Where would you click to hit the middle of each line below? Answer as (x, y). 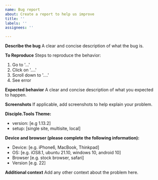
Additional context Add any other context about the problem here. (72, 172)
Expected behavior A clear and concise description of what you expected (79, 90)
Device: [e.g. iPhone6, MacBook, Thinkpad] (56, 147)
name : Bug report (23, 10)
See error (22, 80)
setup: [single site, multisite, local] (46, 129)
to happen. (16, 95)
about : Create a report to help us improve (50, 14)
